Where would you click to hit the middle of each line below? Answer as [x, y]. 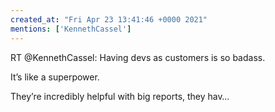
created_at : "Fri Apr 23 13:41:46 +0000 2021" [109, 19]
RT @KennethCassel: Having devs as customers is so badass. [138, 57]
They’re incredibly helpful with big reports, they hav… [120, 96]
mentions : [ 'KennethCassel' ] [71, 29]
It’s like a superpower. [55, 77]
